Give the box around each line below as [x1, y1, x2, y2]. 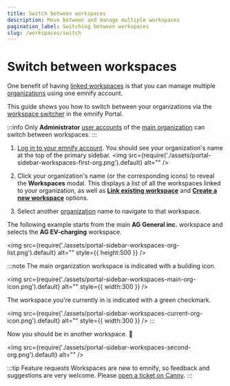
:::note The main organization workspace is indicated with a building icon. [7, 262, 216, 270]
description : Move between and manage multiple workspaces [7, 17, 180, 23]
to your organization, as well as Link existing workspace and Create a [17, 187, 218, 195]
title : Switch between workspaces [7, 10, 107, 17]
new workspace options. [17, 194, 89, 202]
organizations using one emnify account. [7, 89, 123, 97]
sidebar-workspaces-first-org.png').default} [17, 159, 143, 167]
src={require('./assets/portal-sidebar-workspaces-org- [23, 241, 180, 250]
